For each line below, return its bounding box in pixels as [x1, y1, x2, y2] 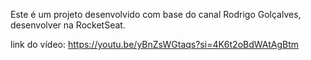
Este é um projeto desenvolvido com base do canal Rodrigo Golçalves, [10, 9, 302, 20]
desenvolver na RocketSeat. [10, 19, 126, 31]
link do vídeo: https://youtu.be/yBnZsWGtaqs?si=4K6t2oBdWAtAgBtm [10, 39, 299, 50]
